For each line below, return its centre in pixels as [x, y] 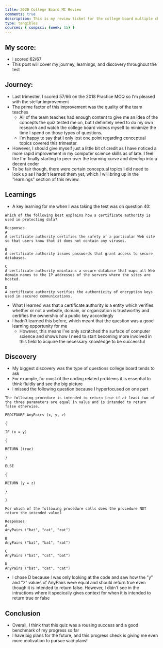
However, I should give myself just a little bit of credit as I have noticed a [84, 148]
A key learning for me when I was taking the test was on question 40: [81, 206]
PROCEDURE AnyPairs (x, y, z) [36, 415]
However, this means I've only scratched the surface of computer [85, 331]
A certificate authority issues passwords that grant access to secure [79, 254]
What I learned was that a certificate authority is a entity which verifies [83, 305]
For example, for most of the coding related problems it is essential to [81, 379]
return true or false [31, 598]
